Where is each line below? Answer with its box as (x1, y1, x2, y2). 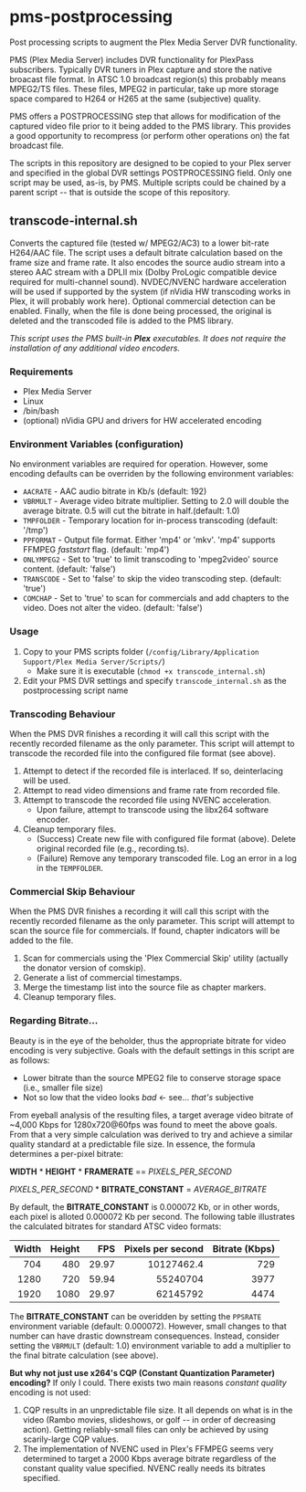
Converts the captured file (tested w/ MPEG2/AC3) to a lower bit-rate (9, 237, 269, 248)
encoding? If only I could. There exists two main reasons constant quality (9, 1377, 288, 1388)
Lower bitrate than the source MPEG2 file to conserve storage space (22, 1072, 281, 1083)
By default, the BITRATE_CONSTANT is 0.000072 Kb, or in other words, (9, 1201, 280, 1212)
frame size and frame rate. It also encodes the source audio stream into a (9, 257, 286, 268)
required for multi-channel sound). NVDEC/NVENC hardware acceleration (9, 276, 288, 287)
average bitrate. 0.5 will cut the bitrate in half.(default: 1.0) (22, 505, 240, 517)
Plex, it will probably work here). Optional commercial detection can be (9, 295, 276, 307)
